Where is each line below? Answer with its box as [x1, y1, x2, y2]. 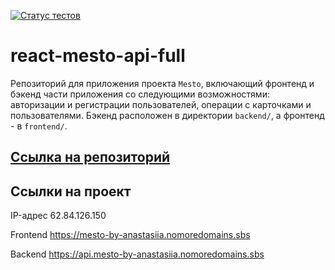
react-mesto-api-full [10, 45, 186, 67]
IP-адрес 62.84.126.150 [10, 210, 107, 222]
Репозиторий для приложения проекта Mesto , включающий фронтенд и [10, 77, 315, 89]
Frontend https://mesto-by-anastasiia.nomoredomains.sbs [10, 229, 251, 241]
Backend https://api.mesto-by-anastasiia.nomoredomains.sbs [10, 248, 265, 260]
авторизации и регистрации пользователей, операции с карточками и [10, 98, 312, 110]
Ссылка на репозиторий [10, 149, 171, 166]
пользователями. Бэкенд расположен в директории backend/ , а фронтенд [10, 109, 325, 121]
